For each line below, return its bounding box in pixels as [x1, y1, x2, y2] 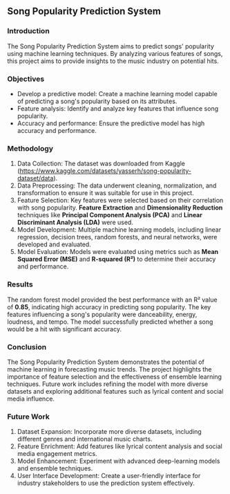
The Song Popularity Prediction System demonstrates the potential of [7, 358, 205, 366]
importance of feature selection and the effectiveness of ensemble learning [7, 372, 222, 381]
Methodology [7, 143, 54, 153]
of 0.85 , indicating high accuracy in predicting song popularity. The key [7, 302, 211, 311]
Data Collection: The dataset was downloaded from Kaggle [17, 159, 185, 168]
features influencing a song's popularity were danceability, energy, [7, 310, 198, 318]
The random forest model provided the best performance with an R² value [7, 295, 218, 304]
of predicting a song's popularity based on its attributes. [17, 97, 178, 105]
